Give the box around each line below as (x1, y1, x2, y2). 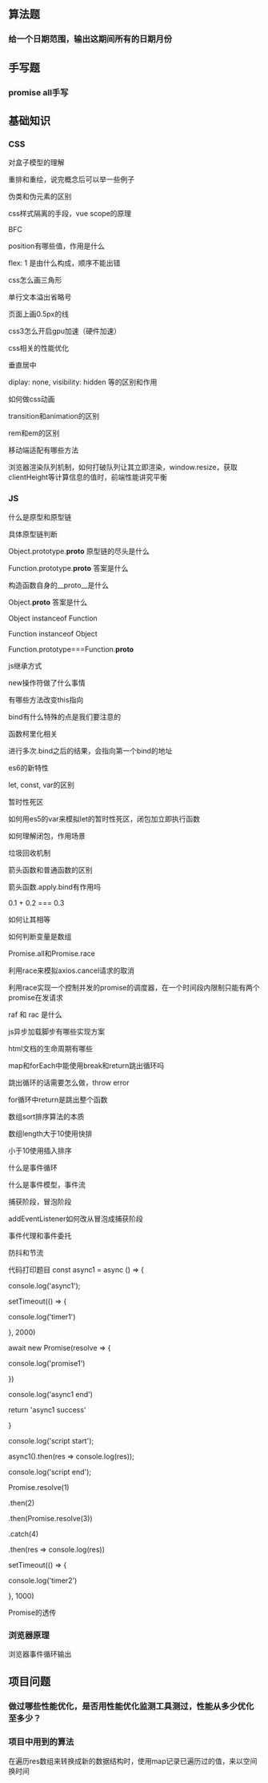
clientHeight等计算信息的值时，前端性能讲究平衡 (8, 472, 168, 482)
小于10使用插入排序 (8, 1146, 72, 1155)
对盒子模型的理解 (8, 158, 65, 167)
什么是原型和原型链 (8, 512, 72, 522)
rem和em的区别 (8, 428, 60, 438)
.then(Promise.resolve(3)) (8, 1513, 94, 1523)
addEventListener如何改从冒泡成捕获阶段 (8, 1214, 144, 1223)
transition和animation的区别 (8, 412, 100, 421)
